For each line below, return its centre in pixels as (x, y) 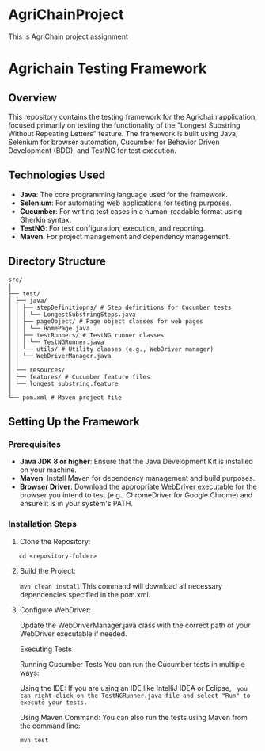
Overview (33, 98)
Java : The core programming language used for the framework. (123, 194)
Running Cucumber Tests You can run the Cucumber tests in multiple (132, 664)
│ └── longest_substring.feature (63, 383)
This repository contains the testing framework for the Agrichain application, (132, 116)
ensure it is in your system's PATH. (76, 504)
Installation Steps (43, 524)
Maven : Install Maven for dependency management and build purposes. (137, 478)
